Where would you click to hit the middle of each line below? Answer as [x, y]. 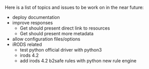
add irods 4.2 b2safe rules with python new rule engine [78, 61]
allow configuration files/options [46, 39]
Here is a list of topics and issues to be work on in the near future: [74, 7]
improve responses [33, 23]
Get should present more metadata [57, 33]
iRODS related [27, 44]
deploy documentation [36, 17]
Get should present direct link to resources [65, 28]
